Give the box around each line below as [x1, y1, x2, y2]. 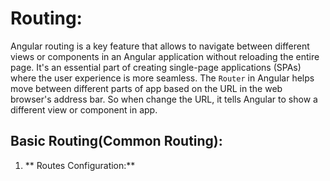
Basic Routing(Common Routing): [10, 133, 223, 150]
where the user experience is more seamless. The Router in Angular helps [10, 72, 315, 84]
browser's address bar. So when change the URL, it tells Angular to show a [10, 93, 318, 105]
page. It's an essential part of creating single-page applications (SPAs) [10, 61, 302, 73]
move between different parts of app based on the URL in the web [10, 82, 283, 94]
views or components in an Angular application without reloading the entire [10, 50, 320, 62]
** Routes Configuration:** [24, 159, 136, 171]
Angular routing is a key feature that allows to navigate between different [10, 40, 310, 52]
